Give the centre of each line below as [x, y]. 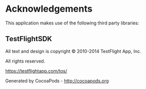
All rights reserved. [25, 61]
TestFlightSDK [29, 39]
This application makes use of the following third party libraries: [72, 23]
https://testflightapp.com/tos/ [36, 71]
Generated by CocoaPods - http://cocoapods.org [57, 81]
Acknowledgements [49, 9]
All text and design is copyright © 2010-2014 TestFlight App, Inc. [73, 51]
